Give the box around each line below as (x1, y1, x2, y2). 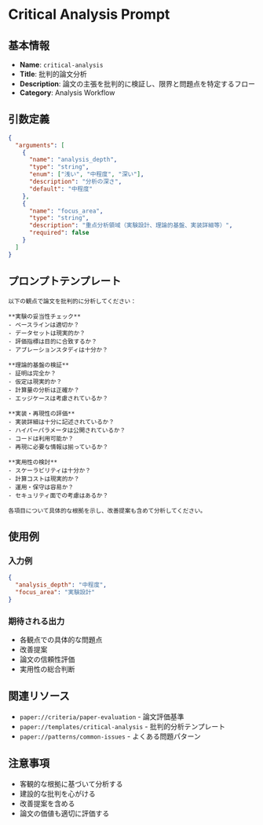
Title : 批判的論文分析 (19, 69, 88, 78)
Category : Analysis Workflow (19, 88, 115, 97)
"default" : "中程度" (28, 184, 93, 193)
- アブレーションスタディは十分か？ (8, 345, 108, 354)
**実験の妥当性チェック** (8, 312, 81, 320)
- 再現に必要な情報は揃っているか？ (8, 443, 108, 451)
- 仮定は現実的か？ (8, 378, 63, 385)
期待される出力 (8, 615, 65, 626)
